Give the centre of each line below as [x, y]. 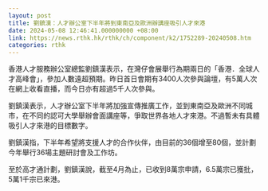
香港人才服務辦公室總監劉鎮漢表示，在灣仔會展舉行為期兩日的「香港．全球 [130, 69]
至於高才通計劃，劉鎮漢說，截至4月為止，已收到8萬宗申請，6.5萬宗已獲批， [133, 170]
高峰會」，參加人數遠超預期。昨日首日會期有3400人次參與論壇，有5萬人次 [136, 79]
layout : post [30, 16]
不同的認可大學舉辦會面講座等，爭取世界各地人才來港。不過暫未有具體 [144, 115]
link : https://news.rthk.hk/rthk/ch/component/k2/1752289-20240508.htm [130, 38]
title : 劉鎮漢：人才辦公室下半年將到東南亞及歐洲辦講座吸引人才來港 [107, 23]
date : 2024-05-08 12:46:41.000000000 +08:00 [83, 30]
